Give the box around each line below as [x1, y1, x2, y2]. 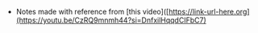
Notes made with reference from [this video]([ [15, 7, 169, 16]
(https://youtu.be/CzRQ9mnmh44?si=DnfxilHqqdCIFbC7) [15, 15, 207, 25]
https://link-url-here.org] [168, 7, 250, 16]
